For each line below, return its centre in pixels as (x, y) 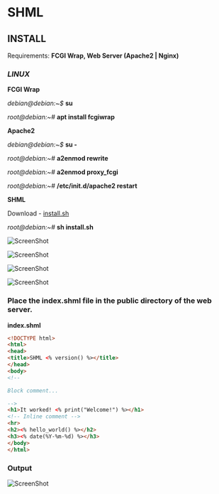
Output (20, 468)
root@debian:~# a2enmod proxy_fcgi (63, 172)
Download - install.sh (38, 213)
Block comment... (33, 391)
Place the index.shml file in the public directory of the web (110, 301)
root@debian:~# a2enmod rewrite (58, 159)
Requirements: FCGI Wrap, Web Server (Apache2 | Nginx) (93, 55)
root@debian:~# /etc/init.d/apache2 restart (72, 186)
